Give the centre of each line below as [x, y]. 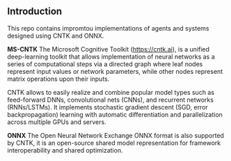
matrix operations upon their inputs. [58, 79]
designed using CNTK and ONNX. [56, 36]
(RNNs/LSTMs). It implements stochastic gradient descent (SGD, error [108, 107]
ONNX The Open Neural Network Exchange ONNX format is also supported [116, 135]
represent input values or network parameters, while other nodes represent [115, 71]
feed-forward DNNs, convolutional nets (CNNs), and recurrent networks [111, 100]
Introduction [35, 11]
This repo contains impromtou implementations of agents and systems [108, 28]
